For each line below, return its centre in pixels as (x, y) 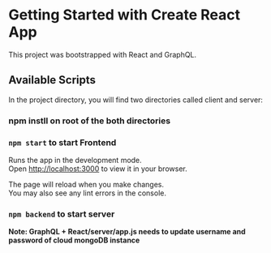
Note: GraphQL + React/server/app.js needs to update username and (127, 232)
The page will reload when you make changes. (86, 184)
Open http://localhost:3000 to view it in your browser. (98, 169)
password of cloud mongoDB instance (74, 240)
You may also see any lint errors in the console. (87, 193)
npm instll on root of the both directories (90, 121)
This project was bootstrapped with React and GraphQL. (103, 54)
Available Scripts (52, 80)
